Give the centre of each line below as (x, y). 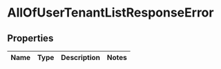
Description (80, 58)
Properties (30, 38)
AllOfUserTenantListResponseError (110, 13)
